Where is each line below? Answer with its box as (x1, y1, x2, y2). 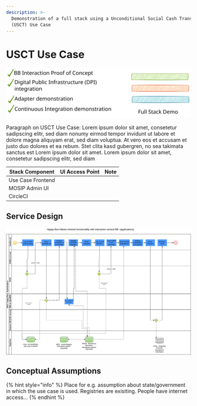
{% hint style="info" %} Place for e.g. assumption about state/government (6, 381, 186, 388)
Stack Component (9, 168, 55, 175)
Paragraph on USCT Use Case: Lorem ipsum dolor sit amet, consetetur (6, 124, 177, 131)
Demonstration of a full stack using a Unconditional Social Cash (11, 15, 177, 22)
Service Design (6, 211, 63, 222)
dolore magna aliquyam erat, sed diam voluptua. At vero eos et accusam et (6, 136, 187, 143)
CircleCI (8, 193, 28, 200)
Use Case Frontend (8, 176, 56, 184)
